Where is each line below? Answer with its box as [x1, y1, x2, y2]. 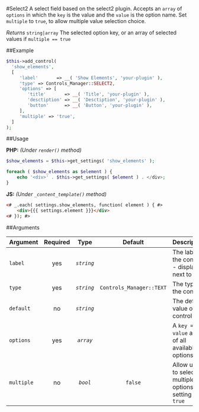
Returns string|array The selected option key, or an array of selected [6, 29, 176, 36]
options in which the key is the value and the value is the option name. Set [6, 11, 187, 18]
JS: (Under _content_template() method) [6, 190, 107, 197]
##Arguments [6, 223, 40, 231]
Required [44, 238, 70, 246]
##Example [6, 47, 34, 54]
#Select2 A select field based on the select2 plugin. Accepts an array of [6, 5, 182, 12]
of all [172, 336, 187, 344]
